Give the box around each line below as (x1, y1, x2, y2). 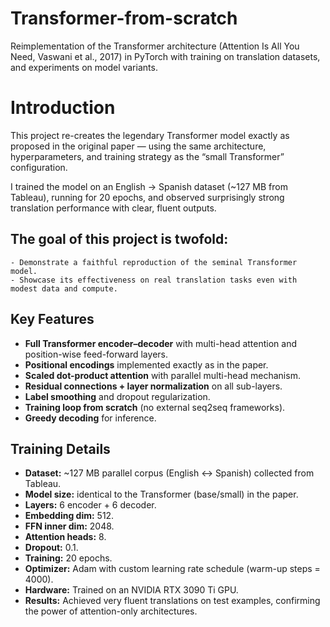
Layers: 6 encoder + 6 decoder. (24, 499, 157, 511)
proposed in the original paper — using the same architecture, (10, 140, 267, 152)
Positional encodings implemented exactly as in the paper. (24, 358, 269, 371)
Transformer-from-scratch (10, 7, 238, 30)
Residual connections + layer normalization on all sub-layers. (24, 380, 283, 392)
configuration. (10, 161, 68, 173)
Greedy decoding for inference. (24, 412, 157, 424)
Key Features (10, 311, 95, 328)
